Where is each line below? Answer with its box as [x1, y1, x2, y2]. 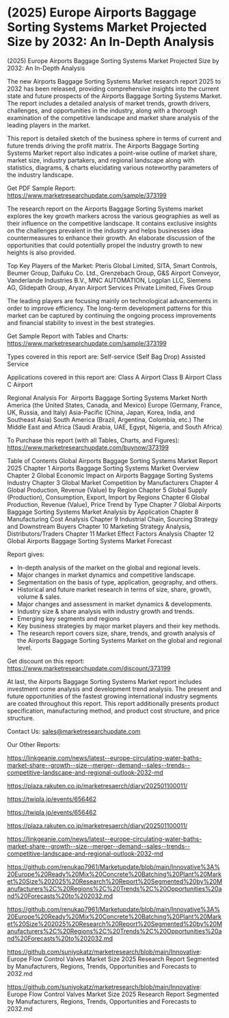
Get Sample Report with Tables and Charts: [7, 331, 129, 340]
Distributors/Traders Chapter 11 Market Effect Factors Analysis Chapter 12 [7, 530, 215, 538]
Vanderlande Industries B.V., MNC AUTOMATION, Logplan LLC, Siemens [7, 276, 211, 284]
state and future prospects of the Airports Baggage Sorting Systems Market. [7, 91, 222, 100]
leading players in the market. [7, 121, 91, 129]
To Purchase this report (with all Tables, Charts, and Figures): [7, 436, 180, 444]
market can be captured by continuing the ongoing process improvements [7, 311, 217, 320]
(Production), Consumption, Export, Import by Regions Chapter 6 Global [7, 493, 210, 501]
